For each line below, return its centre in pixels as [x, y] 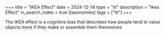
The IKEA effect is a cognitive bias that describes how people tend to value [83, 22]
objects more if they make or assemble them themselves [64, 27]
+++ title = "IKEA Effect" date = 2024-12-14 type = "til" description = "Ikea [82, 7]
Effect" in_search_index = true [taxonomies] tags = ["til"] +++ [69, 12]
